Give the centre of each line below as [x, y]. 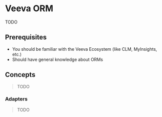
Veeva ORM [29, 9]
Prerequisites [26, 37]
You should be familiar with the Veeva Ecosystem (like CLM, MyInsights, [84, 49]
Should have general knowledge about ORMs [58, 59]
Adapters [16, 99]
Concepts [20, 75]
